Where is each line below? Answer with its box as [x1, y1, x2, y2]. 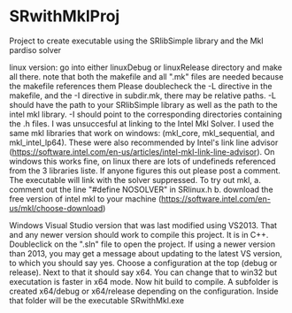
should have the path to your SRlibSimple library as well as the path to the [9, 99, 278, 110]
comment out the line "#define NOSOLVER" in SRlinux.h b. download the [9, 184, 273, 195]
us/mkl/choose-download [9, 202, 104, 213]
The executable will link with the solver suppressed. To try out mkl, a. [9, 174, 261, 185]
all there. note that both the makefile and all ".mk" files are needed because [9, 71, 284, 81]
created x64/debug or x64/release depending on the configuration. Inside [9, 286, 279, 296]
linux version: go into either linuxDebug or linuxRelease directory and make [9, 62, 283, 73]
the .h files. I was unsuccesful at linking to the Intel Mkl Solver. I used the [9, 118, 274, 129]
